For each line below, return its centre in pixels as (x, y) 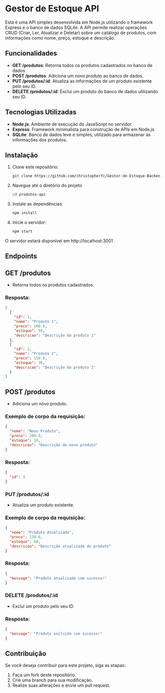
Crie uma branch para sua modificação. (52, 680)
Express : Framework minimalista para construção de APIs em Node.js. (84, 129)
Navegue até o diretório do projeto (47, 186)
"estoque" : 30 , (30, 363)
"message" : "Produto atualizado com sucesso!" (58, 578)
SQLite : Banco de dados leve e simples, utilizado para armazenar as (82, 134)
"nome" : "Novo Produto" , (35, 431)
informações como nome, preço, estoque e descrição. (60, 38)
